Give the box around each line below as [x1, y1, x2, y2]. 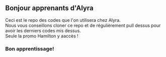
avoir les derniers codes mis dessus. [5, 27, 81, 34]
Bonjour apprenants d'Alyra [5, 4, 94, 12]
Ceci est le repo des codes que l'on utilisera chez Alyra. [5, 17, 121, 23]
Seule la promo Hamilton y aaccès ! [5, 33, 79, 39]
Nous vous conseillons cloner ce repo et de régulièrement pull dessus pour [5, 22, 161, 28]
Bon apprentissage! [5, 45, 54, 52]
